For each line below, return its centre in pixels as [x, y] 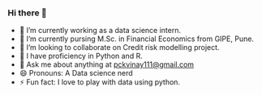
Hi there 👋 [28, 13]
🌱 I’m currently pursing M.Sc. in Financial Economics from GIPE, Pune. [137, 39]
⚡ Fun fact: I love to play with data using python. [99, 82]
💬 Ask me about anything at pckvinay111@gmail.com [107, 64]
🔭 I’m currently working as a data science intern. [100, 31]
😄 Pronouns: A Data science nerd [76, 73]
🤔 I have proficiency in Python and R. [81, 56]
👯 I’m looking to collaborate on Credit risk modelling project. [119, 47]
